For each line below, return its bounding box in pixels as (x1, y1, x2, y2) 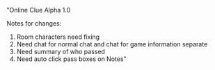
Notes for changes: (6, 19, 62, 27)
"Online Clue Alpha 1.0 (6, 6, 71, 14)
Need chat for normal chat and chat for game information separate (16, 40, 208, 48)
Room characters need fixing (16, 33, 100, 41)
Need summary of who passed (16, 48, 106, 55)
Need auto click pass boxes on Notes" (16, 55, 127, 63)
